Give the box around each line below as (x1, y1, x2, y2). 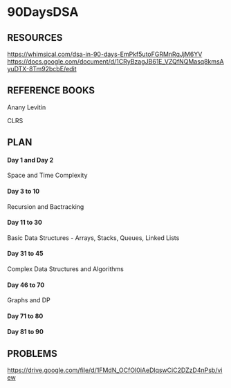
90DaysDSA (7, 4, 79, 20)
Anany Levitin (7, 103, 46, 111)
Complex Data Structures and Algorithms (7, 265, 124, 273)
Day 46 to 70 (7, 281, 45, 289)
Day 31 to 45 (7, 250, 44, 258)
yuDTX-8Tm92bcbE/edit (7, 65, 77, 73)
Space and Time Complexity (7, 171, 88, 180)
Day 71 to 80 (7, 312, 44, 320)
